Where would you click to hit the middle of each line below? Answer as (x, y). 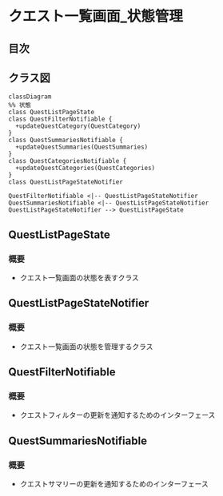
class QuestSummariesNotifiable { (66, 141)
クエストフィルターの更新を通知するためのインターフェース (117, 415)
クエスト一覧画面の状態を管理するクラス (86, 346)
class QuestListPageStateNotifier (66, 182)
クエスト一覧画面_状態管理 (96, 16)
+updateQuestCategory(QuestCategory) (78, 126)
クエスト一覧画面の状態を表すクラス (80, 278)
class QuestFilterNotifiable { (60, 119)
